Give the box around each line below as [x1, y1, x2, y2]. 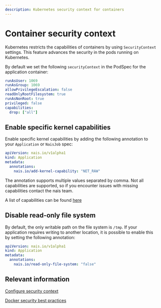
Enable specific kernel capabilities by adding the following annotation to [5, 136, 148, 142]
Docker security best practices [5, 297, 67, 303]
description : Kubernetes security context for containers [5, 7, 124, 12]
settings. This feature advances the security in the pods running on [5, 49, 139, 55]
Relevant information [5, 275, 70, 284]
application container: [5, 69, 48, 75]
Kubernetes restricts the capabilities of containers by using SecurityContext [5, 44, 156, 50]
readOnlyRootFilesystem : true [5, 92, 66, 97]
